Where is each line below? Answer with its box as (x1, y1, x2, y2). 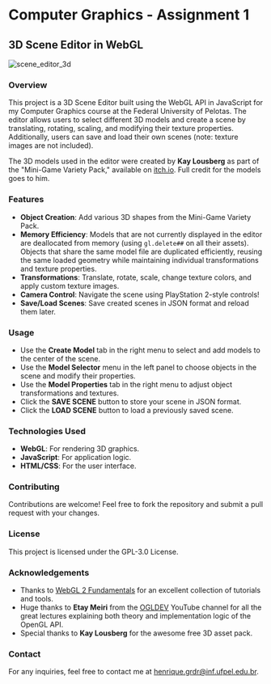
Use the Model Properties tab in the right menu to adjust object (19, 379, 233, 389)
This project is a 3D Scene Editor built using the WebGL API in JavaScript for (8, 98, 264, 108)
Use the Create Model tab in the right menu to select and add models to (19, 345, 260, 355)
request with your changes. (8, 508, 100, 518)
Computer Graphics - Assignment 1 (8, 6, 249, 24)
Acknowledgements (8, 567, 90, 578)
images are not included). (8, 141, 94, 150)
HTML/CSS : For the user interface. (19, 461, 137, 471)
